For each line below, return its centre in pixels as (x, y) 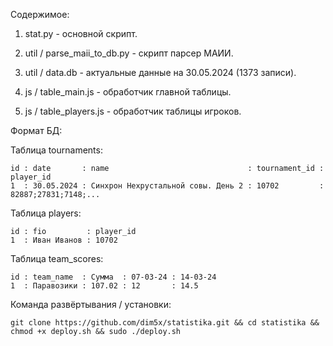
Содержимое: (40, 14)
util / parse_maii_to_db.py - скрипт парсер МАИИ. (129, 53)
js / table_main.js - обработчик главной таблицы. (128, 92)
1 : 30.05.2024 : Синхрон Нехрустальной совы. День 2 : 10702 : (167, 186)
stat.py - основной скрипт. (81, 33)
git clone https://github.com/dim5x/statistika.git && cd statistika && (165, 323)
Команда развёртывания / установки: (91, 304)
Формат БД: (36, 130)
